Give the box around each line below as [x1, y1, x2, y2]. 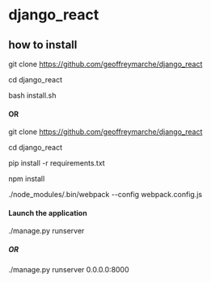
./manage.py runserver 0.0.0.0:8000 [8, 265, 129, 275]
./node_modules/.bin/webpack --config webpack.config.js [8, 190, 203, 200]
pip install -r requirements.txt [8, 158, 105, 168]
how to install [8, 38, 78, 52]
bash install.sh [8, 90, 57, 100]
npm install [8, 174, 45, 183]
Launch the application [8, 208, 87, 217]
